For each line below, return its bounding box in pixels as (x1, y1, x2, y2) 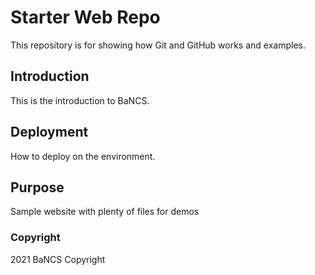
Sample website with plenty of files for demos (10, 206, 200, 218)
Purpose (10, 179, 65, 196)
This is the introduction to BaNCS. (10, 94, 150, 106)
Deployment (10, 124, 89, 141)
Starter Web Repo (10, 6, 161, 29)
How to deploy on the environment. (10, 150, 156, 162)
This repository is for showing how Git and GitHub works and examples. (10, 39, 306, 51)
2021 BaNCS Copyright (10, 253, 106, 265)
